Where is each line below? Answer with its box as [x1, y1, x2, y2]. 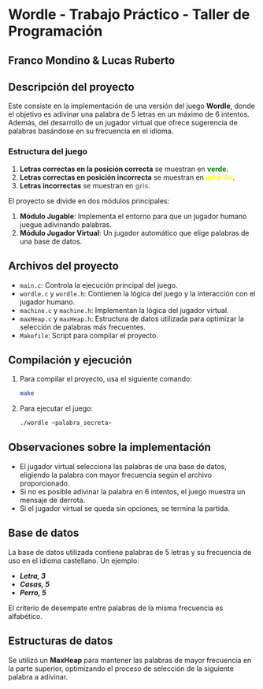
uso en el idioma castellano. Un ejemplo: [8, 556, 139, 565]
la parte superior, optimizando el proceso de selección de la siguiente [8, 664, 235, 673]
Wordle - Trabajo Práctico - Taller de [8, 6, 250, 24]
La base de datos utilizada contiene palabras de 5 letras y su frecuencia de [8, 547, 252, 557]
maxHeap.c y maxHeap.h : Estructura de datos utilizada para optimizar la [19, 314, 244, 323]
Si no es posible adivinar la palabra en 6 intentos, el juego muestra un [19, 486, 246, 496]
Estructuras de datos [8, 635, 113, 648]
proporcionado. [19, 479, 70, 488]
